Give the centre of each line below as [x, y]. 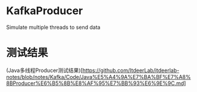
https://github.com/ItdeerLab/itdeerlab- [131, 70]
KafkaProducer [45, 11]
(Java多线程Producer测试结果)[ [45, 70]
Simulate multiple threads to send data [53, 27]
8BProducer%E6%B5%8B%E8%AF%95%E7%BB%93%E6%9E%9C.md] [96, 83]
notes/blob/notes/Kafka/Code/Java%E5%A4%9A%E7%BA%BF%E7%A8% [98, 77]
